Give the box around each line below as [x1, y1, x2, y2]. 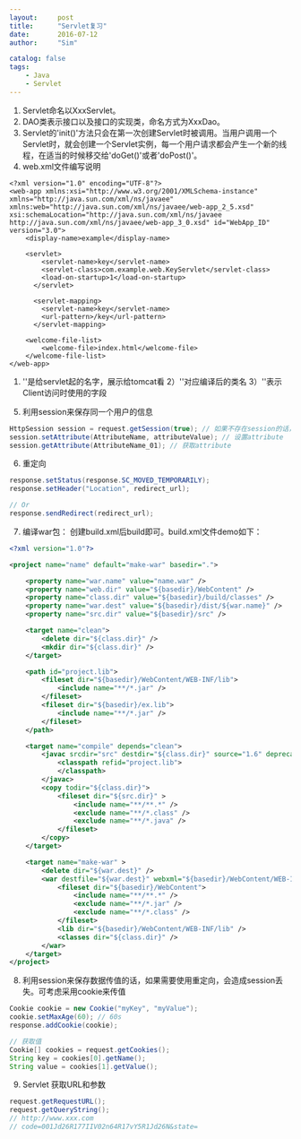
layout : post [9, 13, 74, 22]
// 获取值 [9, 1037, 42, 1046]
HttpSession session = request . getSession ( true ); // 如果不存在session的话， [9, 424, 296, 433]
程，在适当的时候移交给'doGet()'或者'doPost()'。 [21, 150, 202, 160]
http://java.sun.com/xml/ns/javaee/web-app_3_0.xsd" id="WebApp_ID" [9, 218, 271, 227]
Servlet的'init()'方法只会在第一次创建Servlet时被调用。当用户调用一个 [21, 127, 278, 138]
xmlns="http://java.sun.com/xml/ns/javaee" [9, 194, 175, 203]
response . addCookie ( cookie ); [9, 1021, 118, 1030]
